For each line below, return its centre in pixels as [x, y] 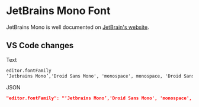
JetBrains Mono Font [58, 11]
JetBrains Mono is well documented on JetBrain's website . [78, 27]
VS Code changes [40, 46]
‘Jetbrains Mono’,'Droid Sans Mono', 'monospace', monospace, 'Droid [94, 76]
